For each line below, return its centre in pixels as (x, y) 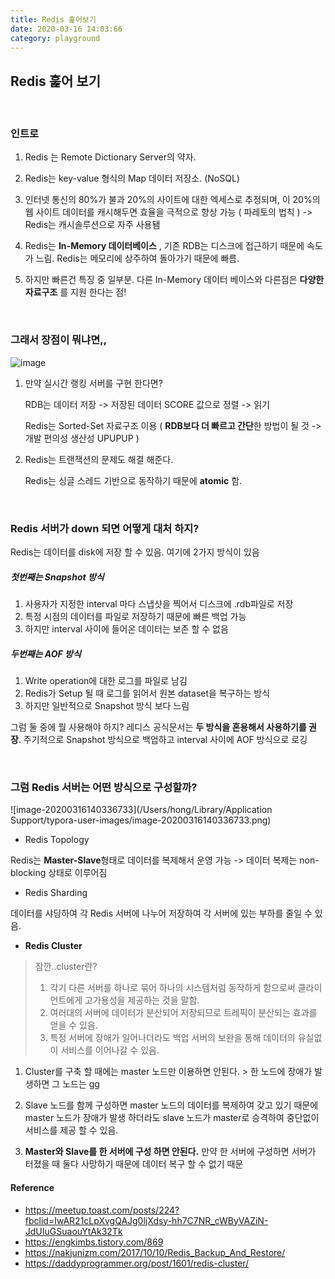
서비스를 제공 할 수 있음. (71, 1130)
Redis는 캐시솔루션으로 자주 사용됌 (92, 225)
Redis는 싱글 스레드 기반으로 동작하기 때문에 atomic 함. (133, 480)
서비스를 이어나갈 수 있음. (110, 1050)
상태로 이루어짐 (78, 873)
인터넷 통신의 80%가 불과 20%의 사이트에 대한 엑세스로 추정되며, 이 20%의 (172, 200)
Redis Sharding (56, 893)
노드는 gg (81, 1084)
